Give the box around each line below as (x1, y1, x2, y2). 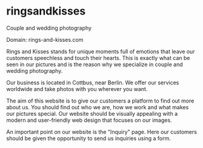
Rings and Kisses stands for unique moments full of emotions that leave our (6, 47, 195, 55)
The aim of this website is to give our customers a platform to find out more (6, 97, 195, 104)
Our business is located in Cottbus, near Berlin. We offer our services (6, 79, 179, 86)
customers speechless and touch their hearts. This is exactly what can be (6, 54, 190, 61)
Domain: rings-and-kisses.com (6, 36, 84, 43)
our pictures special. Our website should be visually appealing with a (6, 110, 178, 117)
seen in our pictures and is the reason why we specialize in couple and (6, 61, 183, 68)
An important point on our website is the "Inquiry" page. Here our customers (6, 128, 197, 135)
